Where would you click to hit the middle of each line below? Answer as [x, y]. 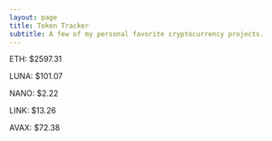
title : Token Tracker [49, 26]
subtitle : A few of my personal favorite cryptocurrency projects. [137, 34]
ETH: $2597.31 [36, 59]
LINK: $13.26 [32, 111]
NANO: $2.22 [34, 93]
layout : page [33, 17]
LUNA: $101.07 [36, 76]
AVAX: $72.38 [35, 128]
